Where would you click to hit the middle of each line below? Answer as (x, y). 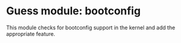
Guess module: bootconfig (74, 11)
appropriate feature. (31, 33)
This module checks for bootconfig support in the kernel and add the (91, 27)
